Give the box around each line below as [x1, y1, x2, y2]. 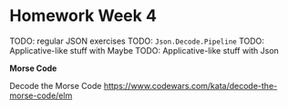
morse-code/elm [9, 90, 73, 101]
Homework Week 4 [9, 5, 158, 26]
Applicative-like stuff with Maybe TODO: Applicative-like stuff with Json [9, 45, 280, 55]
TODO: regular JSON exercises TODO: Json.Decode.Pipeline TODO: [9, 35, 264, 46]
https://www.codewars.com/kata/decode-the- [103, 80, 278, 91]
